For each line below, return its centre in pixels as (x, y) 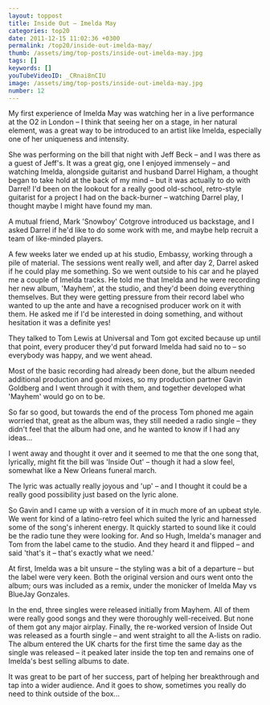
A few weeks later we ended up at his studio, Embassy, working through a (131, 254)
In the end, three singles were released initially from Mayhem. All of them (129, 610)
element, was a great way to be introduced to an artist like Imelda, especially (135, 130)
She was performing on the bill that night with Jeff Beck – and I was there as (135, 155)
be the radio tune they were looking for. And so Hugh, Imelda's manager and (135, 536)
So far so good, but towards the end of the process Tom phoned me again (131, 412)
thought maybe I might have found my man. (80, 206)
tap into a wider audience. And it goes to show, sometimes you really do (127, 686)
